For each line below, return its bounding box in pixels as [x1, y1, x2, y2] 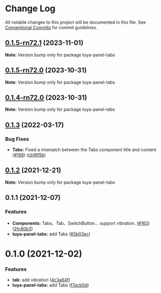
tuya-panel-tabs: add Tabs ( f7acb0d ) [12, 282, 89, 288]
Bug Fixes [5, 135, 29, 142]
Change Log [5, 3, 55, 14]
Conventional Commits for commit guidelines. [5, 24, 97, 30]
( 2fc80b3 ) [12, 226, 33, 231]
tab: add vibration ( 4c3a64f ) [12, 277, 70, 283]
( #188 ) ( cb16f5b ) [12, 152, 46, 158]
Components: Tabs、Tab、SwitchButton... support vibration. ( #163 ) [12, 220, 150, 226]
